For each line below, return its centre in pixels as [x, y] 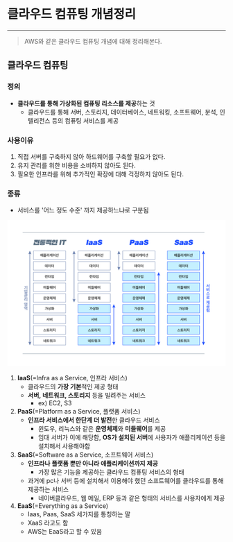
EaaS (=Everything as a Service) [63, 506]
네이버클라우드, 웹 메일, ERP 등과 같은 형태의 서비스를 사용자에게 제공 [131, 498]
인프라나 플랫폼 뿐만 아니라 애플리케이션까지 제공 [93, 463]
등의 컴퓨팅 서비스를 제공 [85, 120]
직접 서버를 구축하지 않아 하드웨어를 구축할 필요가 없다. [91, 156]
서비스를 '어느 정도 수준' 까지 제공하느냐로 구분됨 [83, 210]
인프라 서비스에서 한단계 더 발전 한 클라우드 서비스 [94, 420]
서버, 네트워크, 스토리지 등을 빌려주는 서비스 [87, 395]
